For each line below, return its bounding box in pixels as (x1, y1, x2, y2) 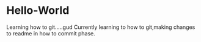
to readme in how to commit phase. (6, 29, 96, 37)
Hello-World (6, 4, 70, 17)
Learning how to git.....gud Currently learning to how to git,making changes (6, 23, 196, 31)
